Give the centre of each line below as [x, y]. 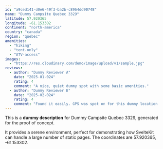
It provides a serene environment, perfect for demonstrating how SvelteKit [80, 132]
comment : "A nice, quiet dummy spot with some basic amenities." [81, 86]
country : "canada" [24, 32]
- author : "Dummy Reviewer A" [40, 73]
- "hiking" [20, 45]
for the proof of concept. [30, 123]
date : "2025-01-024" [35, 77]
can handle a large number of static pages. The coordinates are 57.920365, [81, 137]
